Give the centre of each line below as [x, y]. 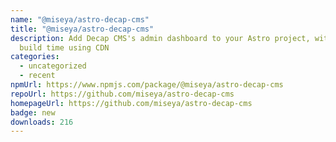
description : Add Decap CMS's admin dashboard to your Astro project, [160, 38]
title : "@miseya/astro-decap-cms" [82, 29]
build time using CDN [64, 47]
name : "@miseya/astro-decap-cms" [80, 19]
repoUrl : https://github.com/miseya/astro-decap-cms [122, 94]
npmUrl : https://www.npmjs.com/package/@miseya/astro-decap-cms [147, 85]
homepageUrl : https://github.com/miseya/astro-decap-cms [131, 103]
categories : [35, 57]
